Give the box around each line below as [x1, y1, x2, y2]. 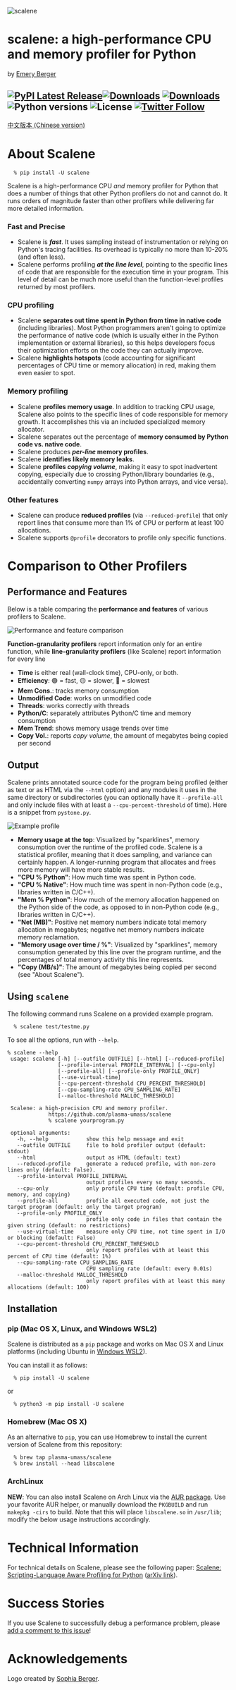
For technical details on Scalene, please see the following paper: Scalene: [7, 1563, 222, 1572]
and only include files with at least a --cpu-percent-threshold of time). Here [7, 801, 228, 809]
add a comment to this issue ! [7, 1626, 92, 1634]
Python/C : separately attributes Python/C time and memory [17, 709, 192, 717]
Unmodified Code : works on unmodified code [17, 693, 152, 702]
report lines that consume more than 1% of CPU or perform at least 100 [17, 518, 224, 527]
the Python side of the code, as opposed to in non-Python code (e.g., [17, 903, 220, 911]
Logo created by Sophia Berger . [7, 1674, 100, 1682]
